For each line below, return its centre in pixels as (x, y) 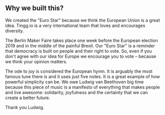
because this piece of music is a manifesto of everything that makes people (82, 87)
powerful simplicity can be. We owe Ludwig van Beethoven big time (75, 82)
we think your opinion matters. (36, 61)
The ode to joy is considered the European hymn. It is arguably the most (79, 71)
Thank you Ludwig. (25, 107)
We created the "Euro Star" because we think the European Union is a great (82, 20)
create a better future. (28, 98)
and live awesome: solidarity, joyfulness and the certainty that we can (77, 92)
